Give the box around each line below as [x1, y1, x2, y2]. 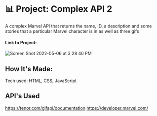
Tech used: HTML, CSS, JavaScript [5, 78, 77, 84]
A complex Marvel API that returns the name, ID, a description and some [5, 23, 152, 29]
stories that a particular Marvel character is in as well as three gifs [5, 28, 139, 34]
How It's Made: [5, 64, 53, 73]
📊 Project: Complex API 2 [5, 3, 113, 15]
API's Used [5, 92, 40, 100]
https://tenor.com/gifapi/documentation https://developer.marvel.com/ [5, 105, 148, 111]
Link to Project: [5, 39, 37, 45]
